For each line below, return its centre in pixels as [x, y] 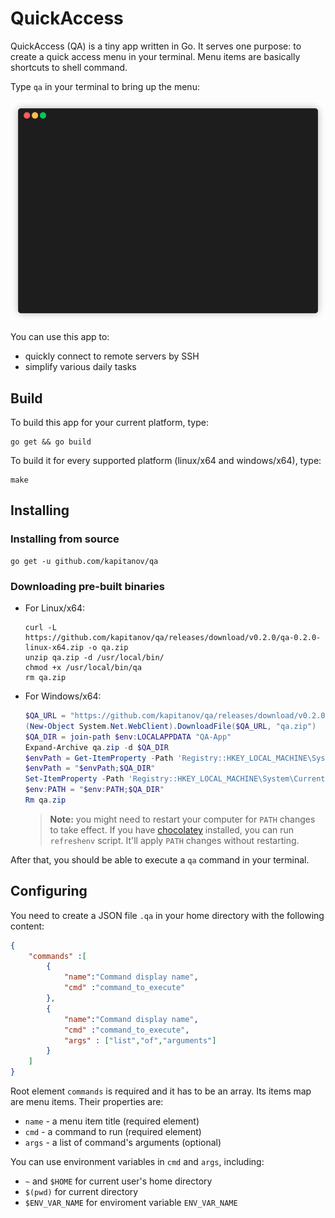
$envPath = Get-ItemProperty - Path [99, 758]
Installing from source [65, 539]
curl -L [40, 628]
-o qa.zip [108, 648]
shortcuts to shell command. [69, 67]
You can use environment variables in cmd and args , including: [137, 1162]
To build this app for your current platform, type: [109, 423]
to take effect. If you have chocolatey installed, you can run [172, 829]
